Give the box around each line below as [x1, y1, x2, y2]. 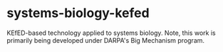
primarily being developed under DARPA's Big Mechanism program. [6, 36, 204, 44]
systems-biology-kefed [6, 5, 150, 21]
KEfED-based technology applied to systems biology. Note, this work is [6, 28, 216, 37]
